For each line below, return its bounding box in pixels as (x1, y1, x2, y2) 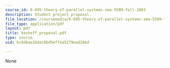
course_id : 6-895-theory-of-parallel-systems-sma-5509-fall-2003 (5, 7, 146, 12)
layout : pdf (5, 26, 30, 31)
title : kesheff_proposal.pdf (5, 30, 67, 35)
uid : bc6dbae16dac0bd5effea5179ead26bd (5, 40, 90, 45)
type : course (5, 35, 33, 40)
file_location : (5, 16, 37, 21)
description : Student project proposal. (5, 12, 92, 17)
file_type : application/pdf (5, 21, 65, 26)
